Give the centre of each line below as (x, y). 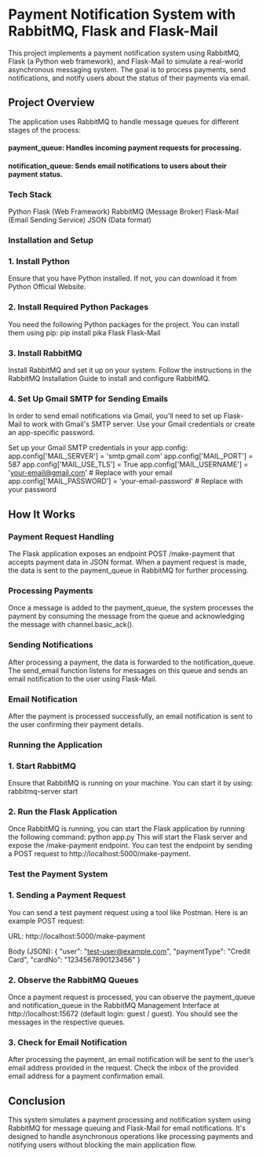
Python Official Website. (47, 287)
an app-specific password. (52, 433)
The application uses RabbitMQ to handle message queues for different (124, 121)
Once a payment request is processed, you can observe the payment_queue (132, 997)
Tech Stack (30, 194)
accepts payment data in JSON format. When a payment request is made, (128, 562)
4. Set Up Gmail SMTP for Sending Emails (88, 398)
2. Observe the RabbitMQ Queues (73, 979)
